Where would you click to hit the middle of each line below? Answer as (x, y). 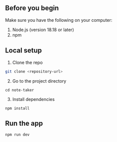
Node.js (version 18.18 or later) (43, 30)
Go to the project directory (39, 81)
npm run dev (17, 135)
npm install (17, 108)
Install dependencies (34, 99)
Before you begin (32, 8)
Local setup (23, 51)
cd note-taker (20, 90)
